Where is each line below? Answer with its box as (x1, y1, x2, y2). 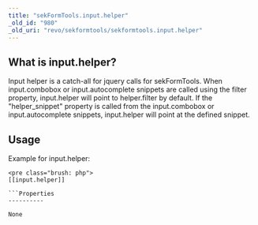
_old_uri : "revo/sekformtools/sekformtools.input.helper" (8, 26, 203, 34)
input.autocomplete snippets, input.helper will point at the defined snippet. (8, 110, 250, 119)
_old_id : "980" (8, 19, 58, 27)
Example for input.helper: (8, 154, 91, 163)
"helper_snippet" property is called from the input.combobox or (8, 102, 215, 111)
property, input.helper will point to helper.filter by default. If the (8, 93, 213, 103)
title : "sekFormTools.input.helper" (8, 11, 129, 20)
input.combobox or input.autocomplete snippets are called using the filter (8, 84, 247, 95)
